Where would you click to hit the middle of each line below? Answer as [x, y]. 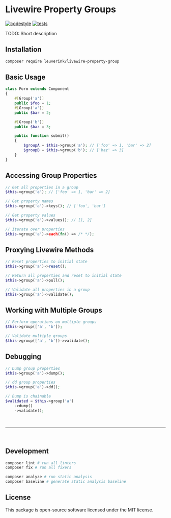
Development [27, 451]
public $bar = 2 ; [33, 113]
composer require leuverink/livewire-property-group [62, 61]
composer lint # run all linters [41, 463]
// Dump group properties [33, 368]
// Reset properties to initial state [46, 262]
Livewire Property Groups [61, 9]
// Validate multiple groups [36, 336]
